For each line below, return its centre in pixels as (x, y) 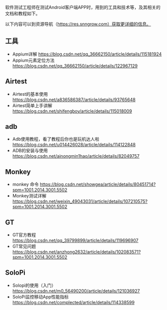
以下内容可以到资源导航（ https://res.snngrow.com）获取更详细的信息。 (78, 24)
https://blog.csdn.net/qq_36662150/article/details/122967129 (75, 65)
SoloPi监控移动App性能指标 (41, 297)
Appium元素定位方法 (33, 60)
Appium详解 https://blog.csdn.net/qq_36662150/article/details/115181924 (87, 54)
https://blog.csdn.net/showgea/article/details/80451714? (98, 185)
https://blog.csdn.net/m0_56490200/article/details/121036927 (76, 291)
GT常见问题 (24, 247)
